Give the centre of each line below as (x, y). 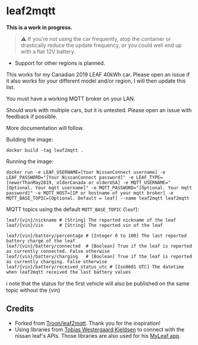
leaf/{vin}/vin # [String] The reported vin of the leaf (84, 225)
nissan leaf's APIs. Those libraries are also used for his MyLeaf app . (98, 335)
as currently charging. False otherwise (57, 262)
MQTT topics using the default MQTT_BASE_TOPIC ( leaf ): (73, 209)
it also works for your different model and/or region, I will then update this (96, 81)
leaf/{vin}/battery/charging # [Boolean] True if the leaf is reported (99, 257)
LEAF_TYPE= (149, 177)
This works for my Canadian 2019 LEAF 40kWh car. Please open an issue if (98, 74)
